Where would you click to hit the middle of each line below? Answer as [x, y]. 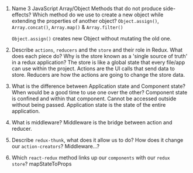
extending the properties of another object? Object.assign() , [85, 21]
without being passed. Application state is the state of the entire [89, 105]
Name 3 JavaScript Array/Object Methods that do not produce [87, 9]
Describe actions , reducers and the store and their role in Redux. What [97, 50]
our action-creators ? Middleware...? [56, 146]
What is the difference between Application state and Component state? [99, 86]
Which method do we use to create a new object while [98, 15]
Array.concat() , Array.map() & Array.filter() [67, 27]
